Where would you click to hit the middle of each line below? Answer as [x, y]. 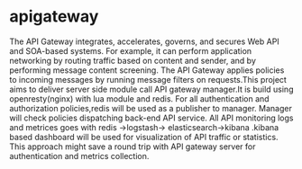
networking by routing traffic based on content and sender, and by [133, 60]
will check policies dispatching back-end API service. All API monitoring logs [151, 118]
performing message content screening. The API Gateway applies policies [147, 70]
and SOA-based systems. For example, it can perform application [131, 50]
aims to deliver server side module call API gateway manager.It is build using [151, 89]
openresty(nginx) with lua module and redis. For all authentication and [139, 98]
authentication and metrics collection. [79, 156]
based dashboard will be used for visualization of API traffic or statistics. [144, 137]
